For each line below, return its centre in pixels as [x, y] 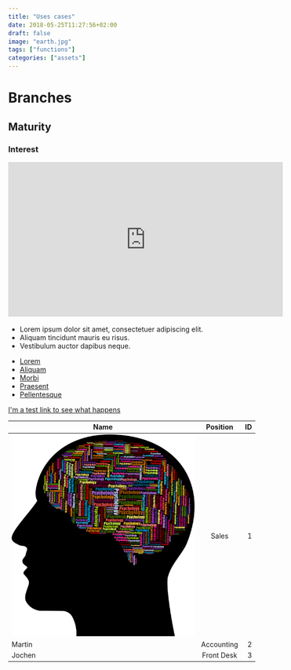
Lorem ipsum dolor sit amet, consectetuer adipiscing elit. [111, 329]
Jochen [24, 655]
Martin [22, 644]
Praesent [34, 386]
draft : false [29, 33]
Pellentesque [41, 394]
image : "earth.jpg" [40, 42]
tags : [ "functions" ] [42, 50]
